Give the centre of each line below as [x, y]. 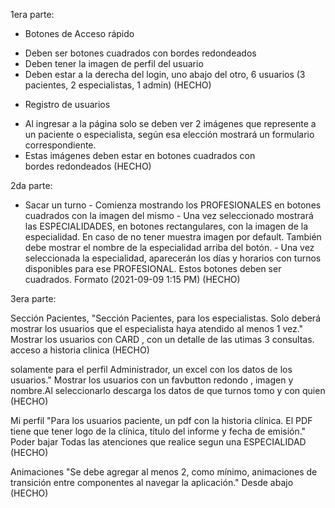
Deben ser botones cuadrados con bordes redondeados [140, 53]
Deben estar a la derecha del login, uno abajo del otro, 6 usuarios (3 [165, 74]
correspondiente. [60, 145]
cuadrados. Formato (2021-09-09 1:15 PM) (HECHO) [132, 279]
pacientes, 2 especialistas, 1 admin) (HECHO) [118, 85]
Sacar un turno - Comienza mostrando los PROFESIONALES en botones [173, 205]
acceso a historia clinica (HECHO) [80, 350]
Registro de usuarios [67, 104]
